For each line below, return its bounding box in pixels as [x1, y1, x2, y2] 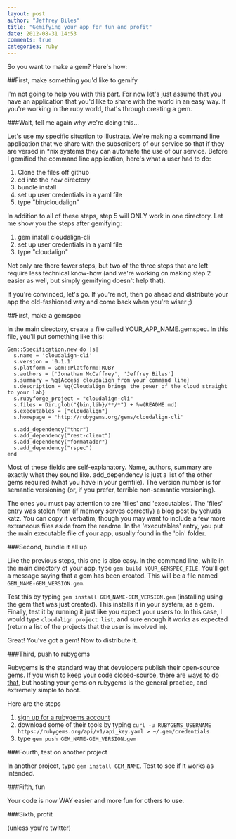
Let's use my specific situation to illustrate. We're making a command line [7, 132, 220, 140]
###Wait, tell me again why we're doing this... [7, 118, 139, 127]
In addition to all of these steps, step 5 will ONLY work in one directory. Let [7, 212, 223, 220]
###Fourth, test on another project [7, 748, 107, 756]
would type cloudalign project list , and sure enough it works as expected [7, 615, 228, 623]
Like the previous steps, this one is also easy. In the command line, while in [7, 557, 225, 564]
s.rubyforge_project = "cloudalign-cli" [13, 395, 133, 402]
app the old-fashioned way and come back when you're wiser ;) [7, 297, 193, 306]
